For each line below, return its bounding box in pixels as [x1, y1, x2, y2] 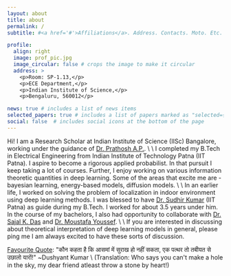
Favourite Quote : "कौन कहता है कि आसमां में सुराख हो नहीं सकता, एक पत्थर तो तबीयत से [7, 245, 212, 253]
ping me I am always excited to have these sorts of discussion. [7, 232, 185, 240]
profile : [7, 42, 32, 49]
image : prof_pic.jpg [13, 54, 72, 62]
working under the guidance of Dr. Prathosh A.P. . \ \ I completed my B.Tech [7, 144, 221, 152]
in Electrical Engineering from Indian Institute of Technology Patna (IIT [7, 151, 206, 160]
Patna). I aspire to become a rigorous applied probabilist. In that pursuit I [7, 159, 212, 167]
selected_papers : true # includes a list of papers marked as [7, 112, 189, 119]
